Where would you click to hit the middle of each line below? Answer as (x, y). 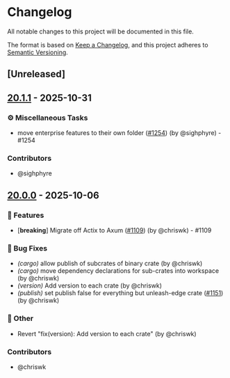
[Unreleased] (36, 74)
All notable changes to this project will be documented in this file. (101, 31)
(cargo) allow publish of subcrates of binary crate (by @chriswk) (110, 263)
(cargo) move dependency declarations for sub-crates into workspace (118, 271)
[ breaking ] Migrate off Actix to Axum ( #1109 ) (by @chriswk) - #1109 (114, 230)
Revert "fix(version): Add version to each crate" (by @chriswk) (107, 333)
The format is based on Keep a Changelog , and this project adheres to (108, 45)
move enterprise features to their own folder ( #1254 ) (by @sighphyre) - (119, 133)
